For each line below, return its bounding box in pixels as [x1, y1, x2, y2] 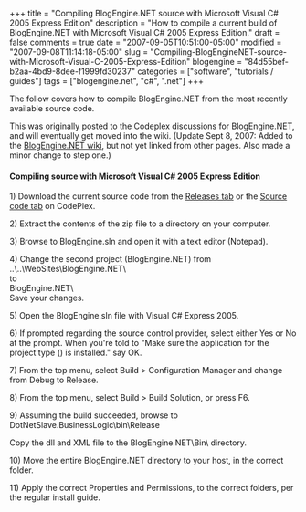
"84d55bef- [244, 57, 290, 67]
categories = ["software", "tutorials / [136, 66, 274, 77]
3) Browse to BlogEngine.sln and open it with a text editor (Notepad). [9, 236, 269, 247]
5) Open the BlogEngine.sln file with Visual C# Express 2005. [9, 310, 239, 321]
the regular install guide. [9, 492, 100, 503]
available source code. [9, 103, 95, 113]
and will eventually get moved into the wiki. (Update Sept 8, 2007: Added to [9, 131, 293, 141]
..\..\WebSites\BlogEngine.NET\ [9, 264, 126, 275]
